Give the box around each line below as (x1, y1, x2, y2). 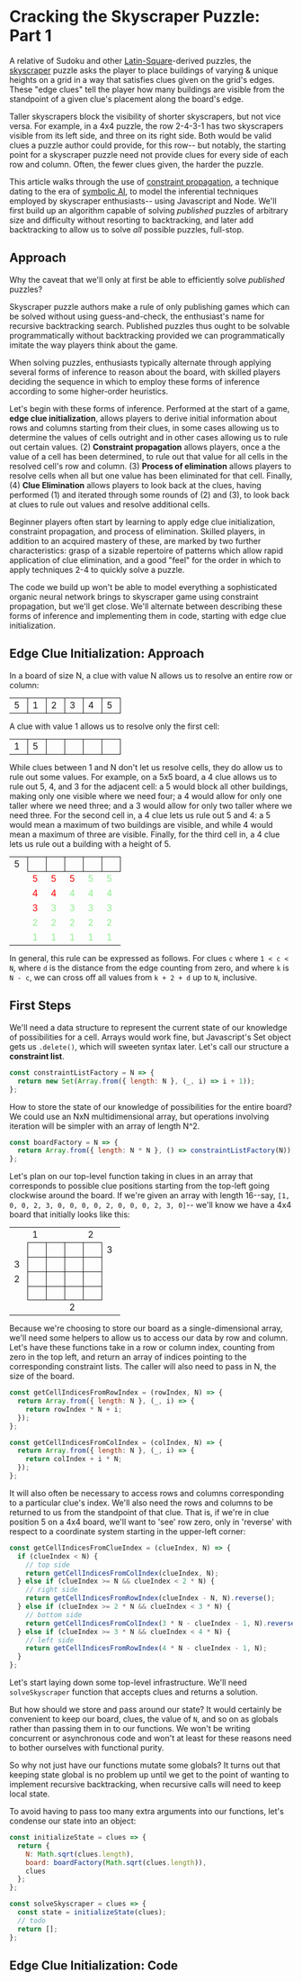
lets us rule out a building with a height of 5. (9, 838, 172, 849)
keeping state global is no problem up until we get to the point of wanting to (9, 1769, 289, 1780)
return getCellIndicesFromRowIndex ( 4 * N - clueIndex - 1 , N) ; (25, 1644, 268, 1653)
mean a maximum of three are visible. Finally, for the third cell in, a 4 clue (9, 829, 280, 840)
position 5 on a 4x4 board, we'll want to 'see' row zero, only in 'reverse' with (9, 1516, 292, 1527)
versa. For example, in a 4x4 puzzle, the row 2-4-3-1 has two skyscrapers (9, 120, 284, 132)
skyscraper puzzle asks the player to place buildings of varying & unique (9, 65, 279, 76)
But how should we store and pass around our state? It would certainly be (9, 1705, 282, 1714)
